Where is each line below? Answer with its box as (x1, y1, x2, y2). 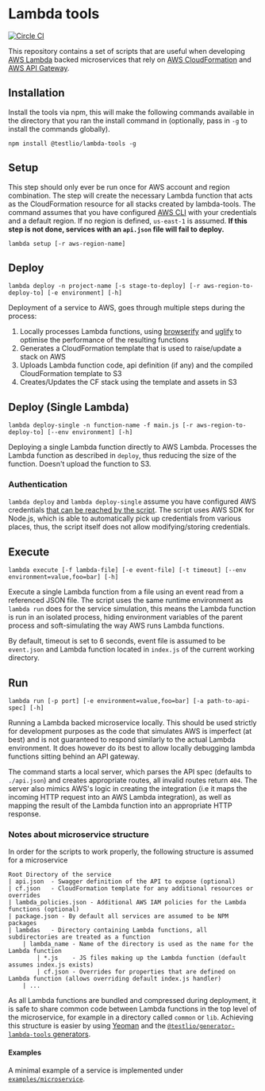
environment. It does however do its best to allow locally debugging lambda (8, 743, 255, 753)
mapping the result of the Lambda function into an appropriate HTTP (8, 801, 232, 810)
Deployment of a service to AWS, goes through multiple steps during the (8, 303, 245, 313)
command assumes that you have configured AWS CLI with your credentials (8, 207, 257, 217)
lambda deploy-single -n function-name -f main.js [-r (8, 421, 194, 429)
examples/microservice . (8, 1074, 86, 1083)
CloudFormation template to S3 (19, 369, 122, 378)
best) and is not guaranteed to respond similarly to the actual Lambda (8, 735, 236, 744)
